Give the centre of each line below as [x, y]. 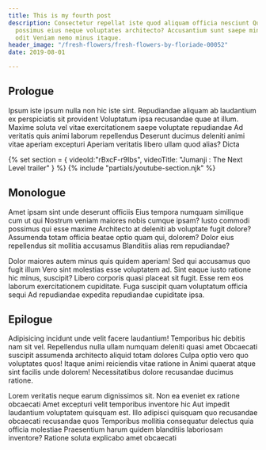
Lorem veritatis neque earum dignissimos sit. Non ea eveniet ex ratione [124, 396]
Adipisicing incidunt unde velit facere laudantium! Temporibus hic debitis [127, 338]
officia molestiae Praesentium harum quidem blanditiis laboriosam [116, 429]
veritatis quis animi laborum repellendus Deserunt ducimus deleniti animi [127, 135]
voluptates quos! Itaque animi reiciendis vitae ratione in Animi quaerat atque [132, 364]
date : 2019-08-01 [37, 52]
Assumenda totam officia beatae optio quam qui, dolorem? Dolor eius [121, 237]
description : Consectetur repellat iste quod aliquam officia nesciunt [129, 23]
